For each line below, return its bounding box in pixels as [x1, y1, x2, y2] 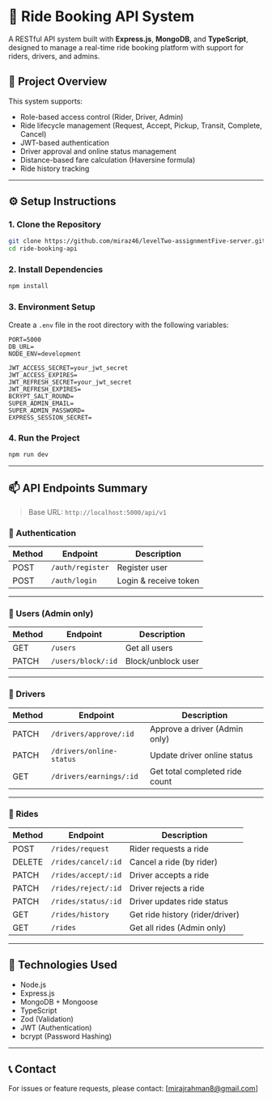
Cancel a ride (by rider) [129, 856, 219, 867]
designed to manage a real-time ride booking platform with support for [8, 42, 244, 52]
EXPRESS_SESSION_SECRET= [8, 413, 92, 422]
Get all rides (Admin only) [129, 922, 227, 933]
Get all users [125, 643, 173, 654]
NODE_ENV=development [8, 350, 82, 358]
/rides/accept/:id [51, 870, 122, 879]
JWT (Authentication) [19, 1022, 92, 1032]
